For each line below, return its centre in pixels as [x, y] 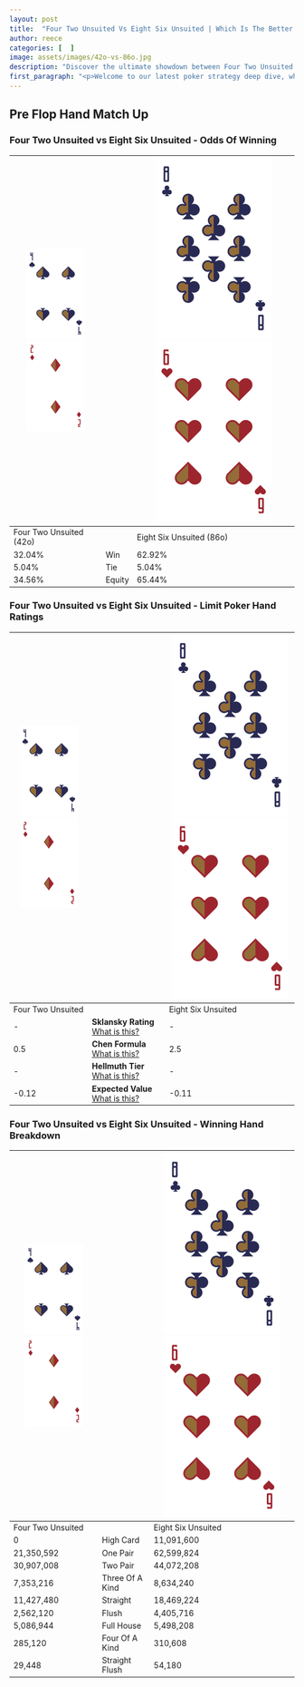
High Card [121, 1540]
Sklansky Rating [123, 1021]
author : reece [36, 38]
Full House [122, 1625]
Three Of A [122, 1578]
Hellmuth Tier [118, 1067]
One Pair [118, 1553]
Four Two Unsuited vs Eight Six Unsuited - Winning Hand [137, 1125]
